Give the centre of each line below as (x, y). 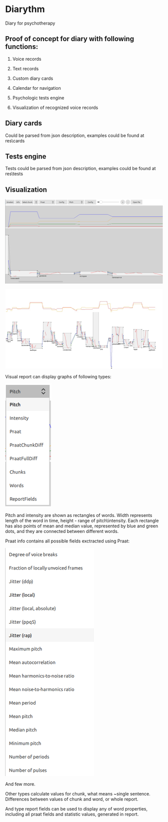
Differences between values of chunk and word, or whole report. (72, 799)
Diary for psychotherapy (30, 23)
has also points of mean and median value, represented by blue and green (82, 526)
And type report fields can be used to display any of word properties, (76, 809)
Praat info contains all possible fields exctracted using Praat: (67, 541)
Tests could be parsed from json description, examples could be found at (80, 169)
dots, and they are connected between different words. (62, 531)
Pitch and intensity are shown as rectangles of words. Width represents (79, 515)
